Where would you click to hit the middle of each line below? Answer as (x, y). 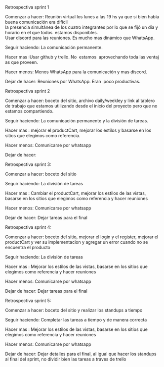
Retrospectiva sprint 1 (27, 7)
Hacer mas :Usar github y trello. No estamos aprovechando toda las (75, 57)
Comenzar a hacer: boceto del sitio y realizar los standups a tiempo (74, 310)
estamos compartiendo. (29, 111)
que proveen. (25, 62)
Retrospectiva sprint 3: (28, 164)
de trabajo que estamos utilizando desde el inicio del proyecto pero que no (81, 106)
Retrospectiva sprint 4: (28, 227)
